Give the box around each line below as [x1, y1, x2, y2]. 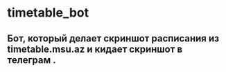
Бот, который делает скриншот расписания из [7, 33, 220, 44]
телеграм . [7, 54, 57, 66]
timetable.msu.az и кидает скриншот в [7, 43, 183, 55]
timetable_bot [7, 5, 89, 21]
